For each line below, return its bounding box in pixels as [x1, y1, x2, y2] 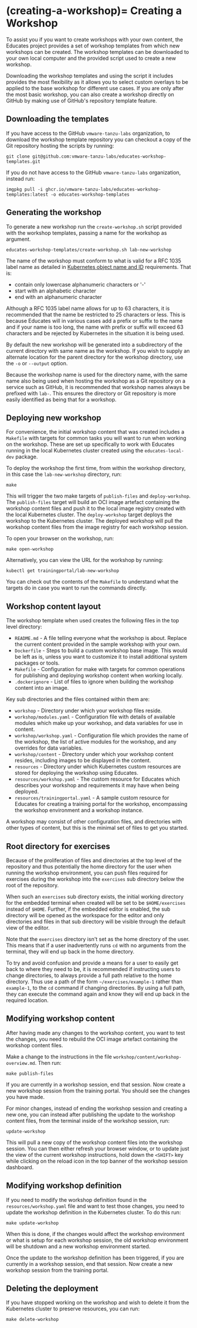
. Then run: [35, 1059, 62, 1066]
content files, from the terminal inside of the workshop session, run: [6, 1117, 170, 1124]
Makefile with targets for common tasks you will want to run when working [6, 435, 186, 442]
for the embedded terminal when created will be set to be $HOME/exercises [6, 900, 186, 906]
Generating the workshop [6, 207, 101, 217]
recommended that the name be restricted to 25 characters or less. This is [6, 311, 186, 318]
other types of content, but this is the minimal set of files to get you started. [6, 825, 189, 832]
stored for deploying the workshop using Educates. [14, 769, 139, 777]
